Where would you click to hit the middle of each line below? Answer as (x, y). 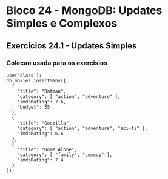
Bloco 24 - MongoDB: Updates (84, 11)
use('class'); (24, 75)
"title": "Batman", (42, 91)
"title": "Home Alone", (47, 149)
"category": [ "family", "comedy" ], (65, 155)
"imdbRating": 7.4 (40, 160)
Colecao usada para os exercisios (57, 63)
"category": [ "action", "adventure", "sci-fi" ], (82, 128)
